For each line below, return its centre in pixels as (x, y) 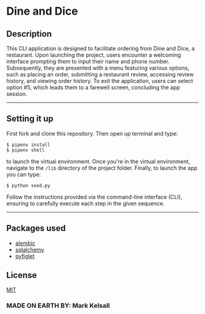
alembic (25, 243)
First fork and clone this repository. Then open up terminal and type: (92, 133)
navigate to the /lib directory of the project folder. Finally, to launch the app (102, 168)
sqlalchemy (30, 249)
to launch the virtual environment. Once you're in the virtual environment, (98, 161)
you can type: (23, 174)
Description (29, 34)
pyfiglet (25, 256)
